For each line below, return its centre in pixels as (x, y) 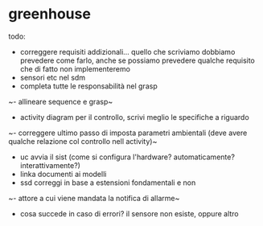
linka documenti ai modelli (63, 174)
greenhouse (49, 14)
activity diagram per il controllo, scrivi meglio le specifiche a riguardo (134, 117)
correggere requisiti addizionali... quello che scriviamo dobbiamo (127, 51)
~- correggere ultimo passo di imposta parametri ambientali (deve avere (128, 133)
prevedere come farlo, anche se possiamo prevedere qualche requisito (138, 60)
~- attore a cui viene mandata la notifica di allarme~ (94, 198)
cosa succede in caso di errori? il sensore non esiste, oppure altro (129, 213)
